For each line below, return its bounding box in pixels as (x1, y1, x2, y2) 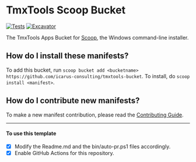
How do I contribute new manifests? (6, 96, 140, 105)
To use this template (6, 130, 57, 137)
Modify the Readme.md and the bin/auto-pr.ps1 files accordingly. (14, 143, 171, 150)
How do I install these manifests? (6, 51, 129, 61)
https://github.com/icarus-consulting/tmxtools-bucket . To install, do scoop (6, 72, 190, 79)
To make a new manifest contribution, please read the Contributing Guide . (6, 111, 184, 118)
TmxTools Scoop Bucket (6, 3, 126, 17)
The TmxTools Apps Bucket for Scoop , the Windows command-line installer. (6, 34, 189, 41)
